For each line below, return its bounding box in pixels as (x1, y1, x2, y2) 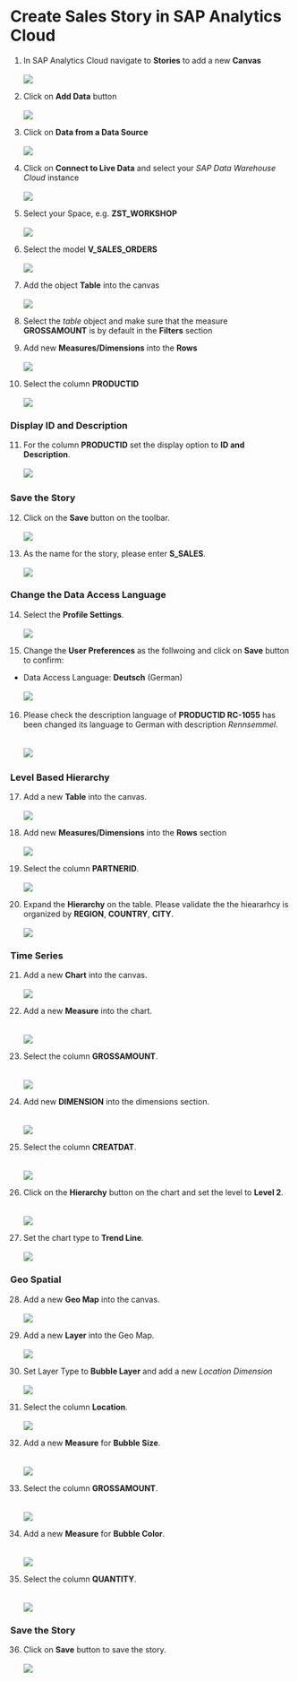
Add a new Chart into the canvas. (22, 970, 148, 981)
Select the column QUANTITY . (22, 1574, 137, 1584)
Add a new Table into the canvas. (22, 792, 147, 802)
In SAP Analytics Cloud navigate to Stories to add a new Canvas (22, 55, 262, 65)
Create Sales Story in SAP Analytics (10, 6, 282, 27)
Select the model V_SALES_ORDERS (22, 244, 158, 255)
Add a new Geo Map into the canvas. (22, 1294, 160, 1305)
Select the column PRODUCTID (22, 378, 140, 389)
